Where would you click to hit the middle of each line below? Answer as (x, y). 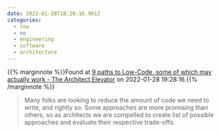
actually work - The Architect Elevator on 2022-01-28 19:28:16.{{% (103, 79)
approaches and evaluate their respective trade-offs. (99, 122)
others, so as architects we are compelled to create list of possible (119, 114)
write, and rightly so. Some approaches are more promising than (116, 107)
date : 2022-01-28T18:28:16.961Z (54, 14)
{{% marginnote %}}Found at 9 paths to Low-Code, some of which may (109, 72)
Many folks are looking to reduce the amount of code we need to (117, 100)
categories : (24, 20)
